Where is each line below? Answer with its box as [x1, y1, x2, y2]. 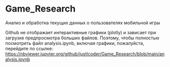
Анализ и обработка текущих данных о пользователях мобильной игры [5, 20, 160, 26]
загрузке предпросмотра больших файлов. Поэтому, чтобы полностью [5, 35, 159, 41]
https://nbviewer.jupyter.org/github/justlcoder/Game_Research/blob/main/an [5, 51, 165, 57]
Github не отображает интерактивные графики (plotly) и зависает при [5, 29, 156, 35]
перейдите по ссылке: [5, 45, 54, 51]
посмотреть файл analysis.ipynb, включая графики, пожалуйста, [5, 40, 144, 46]
